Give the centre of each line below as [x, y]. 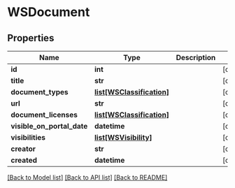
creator [23, 149]
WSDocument [49, 12]
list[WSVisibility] [123, 137]
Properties [31, 38]
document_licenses [44, 115]
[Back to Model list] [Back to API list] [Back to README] [87, 178]
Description [196, 58]
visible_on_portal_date [49, 126]
